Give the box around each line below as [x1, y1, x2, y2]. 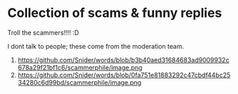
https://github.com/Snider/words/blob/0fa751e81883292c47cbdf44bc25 [17, 71, 231, 79]
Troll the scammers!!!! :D [7, 28, 80, 37]
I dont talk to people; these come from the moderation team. [7, 42, 185, 50]
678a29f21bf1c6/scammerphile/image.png [17, 63, 143, 71]
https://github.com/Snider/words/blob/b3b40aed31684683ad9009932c [17, 55, 229, 64]
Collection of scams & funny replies [7, 5, 222, 21]
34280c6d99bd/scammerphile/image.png [17, 78, 142, 86]
